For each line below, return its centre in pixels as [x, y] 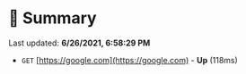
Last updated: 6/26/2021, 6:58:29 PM [79, 43]
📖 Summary [53, 18]
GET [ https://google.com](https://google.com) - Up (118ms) [130, 60]
